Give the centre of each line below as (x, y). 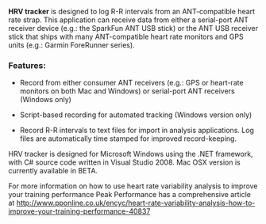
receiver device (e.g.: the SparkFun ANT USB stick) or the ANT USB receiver (133, 28)
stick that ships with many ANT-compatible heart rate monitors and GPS (126, 36)
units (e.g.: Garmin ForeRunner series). (71, 45)
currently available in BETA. (53, 171)
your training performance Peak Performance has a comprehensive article (130, 195)
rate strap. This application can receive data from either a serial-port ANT (128, 20)
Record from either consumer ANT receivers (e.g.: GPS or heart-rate (131, 83)
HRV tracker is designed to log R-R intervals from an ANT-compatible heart (132, 11)
